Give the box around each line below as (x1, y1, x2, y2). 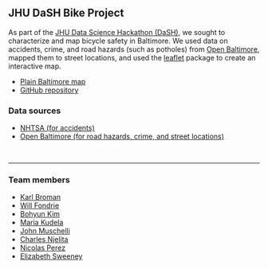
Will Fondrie (19, 201, 60, 210)
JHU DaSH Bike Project (8, 6, 124, 20)
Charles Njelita (19, 235, 69, 244)
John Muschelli (19, 226, 70, 236)
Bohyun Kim (19, 209, 61, 219)
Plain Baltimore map (19, 76, 86, 86)
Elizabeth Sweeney (19, 251, 83, 261)
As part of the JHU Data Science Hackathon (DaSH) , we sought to (8, 27, 226, 37)
